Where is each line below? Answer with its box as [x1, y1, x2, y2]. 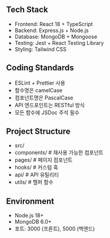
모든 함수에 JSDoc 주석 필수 [14, 109, 79, 116]
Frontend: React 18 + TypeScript [14, 20, 93, 27]
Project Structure [6, 127, 71, 137]
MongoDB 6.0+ [14, 218, 52, 226]
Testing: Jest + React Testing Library [14, 39, 104, 46]
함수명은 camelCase [14, 86, 63, 94]
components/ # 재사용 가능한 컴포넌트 [14, 149, 104, 156]
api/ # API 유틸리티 [14, 171, 59, 178]
